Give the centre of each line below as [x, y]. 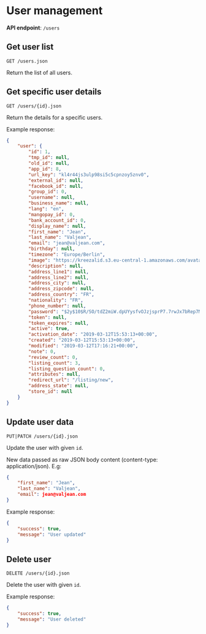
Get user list [30, 47]
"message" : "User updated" [52, 535]
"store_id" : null [50, 392]
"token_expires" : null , [59, 323]
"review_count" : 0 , [53, 357]
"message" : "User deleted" [52, 619]
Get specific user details [54, 92]
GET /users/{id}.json [34, 106]
